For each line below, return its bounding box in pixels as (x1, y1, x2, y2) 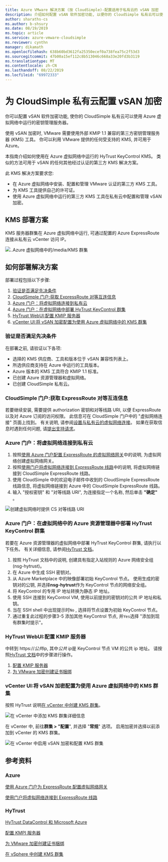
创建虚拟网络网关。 (16, 458, 56, 464)
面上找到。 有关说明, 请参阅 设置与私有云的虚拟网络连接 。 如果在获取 (17, 419, 158, 426)
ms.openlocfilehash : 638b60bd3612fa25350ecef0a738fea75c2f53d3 (5, 49, 140, 54)
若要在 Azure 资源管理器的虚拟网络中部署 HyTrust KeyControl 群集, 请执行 (5, 539, 157, 546)
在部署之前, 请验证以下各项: (5, 345, 62, 351)
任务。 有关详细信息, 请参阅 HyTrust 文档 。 (9, 546, 96, 552)
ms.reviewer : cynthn (5, 40, 48, 45)
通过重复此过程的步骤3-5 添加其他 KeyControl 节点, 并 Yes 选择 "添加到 (12, 613, 155, 619)
